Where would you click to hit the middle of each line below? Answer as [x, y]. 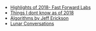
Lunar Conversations [32, 23]
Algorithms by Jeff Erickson [39, 18]
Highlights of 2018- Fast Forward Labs [50, 7]
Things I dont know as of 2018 [42, 13]
